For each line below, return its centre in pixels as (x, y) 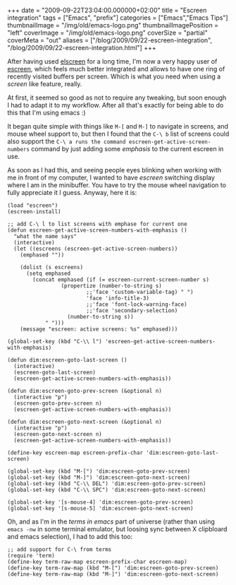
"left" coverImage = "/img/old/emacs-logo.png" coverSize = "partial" (107, 32)
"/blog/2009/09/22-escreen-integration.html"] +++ (82, 48)
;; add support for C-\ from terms (60, 550)
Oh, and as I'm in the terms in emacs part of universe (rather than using (111, 521)
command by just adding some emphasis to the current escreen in (128, 149)
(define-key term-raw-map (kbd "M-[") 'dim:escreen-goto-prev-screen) (113, 568)
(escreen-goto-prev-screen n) (58, 403)
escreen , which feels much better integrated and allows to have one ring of (116, 69)
